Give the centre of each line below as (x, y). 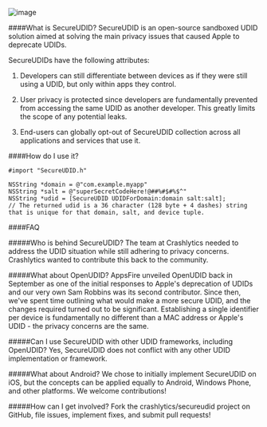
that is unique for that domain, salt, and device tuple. (106, 212)
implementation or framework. (58, 358)
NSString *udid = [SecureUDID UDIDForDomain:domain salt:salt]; (117, 199)
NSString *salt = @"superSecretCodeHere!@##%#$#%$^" (98, 192)
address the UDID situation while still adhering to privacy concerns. (119, 251)
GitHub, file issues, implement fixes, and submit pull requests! (110, 415)
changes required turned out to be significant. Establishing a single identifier (133, 309)
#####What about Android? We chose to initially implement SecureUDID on (132, 374)
